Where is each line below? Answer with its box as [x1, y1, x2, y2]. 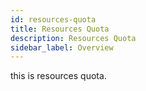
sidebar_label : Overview [10, 42, 114, 53]
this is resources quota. [10, 70, 107, 82]
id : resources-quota [10, 14, 97, 25]
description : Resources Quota [10, 33, 137, 43]
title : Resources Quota [10, 24, 110, 34]
